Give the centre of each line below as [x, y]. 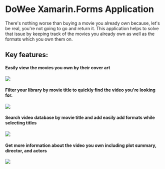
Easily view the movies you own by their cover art [58, 67]
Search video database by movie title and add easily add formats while [80, 118]
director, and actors [26, 150]
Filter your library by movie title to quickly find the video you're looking [80, 90]
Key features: [27, 55]
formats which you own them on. [39, 39]
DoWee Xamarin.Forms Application [79, 9]
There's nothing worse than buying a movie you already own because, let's [82, 23]
